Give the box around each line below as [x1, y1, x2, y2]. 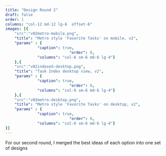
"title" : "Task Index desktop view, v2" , [14, 69, 104, 74]
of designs [5, 145, 28, 151]
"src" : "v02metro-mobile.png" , [14, 31, 79, 36]
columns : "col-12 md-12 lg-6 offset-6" [5, 21, 93, 27]
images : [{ [5, 26, 29, 32]
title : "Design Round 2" [5, 7, 58, 13]
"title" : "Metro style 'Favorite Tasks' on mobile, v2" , [14, 36, 138, 41]
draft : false [5, 12, 33, 17]
